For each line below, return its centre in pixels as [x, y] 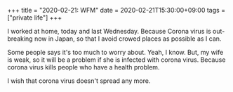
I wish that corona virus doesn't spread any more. [79, 81]
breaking [20, 39]
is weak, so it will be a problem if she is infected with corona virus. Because [116, 60]
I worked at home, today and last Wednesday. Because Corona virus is [109, 31]
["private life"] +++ [35, 18]
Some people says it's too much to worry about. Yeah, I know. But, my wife [115, 52]
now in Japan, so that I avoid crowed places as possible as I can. [128, 39]
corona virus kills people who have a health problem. [84, 67]
